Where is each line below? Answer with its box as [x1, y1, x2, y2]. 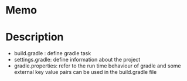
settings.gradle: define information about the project [13, 56, 141, 63]
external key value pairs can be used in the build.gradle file [13, 69, 157, 76]
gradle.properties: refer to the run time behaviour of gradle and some [13, 62, 181, 69]
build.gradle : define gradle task [13, 50, 91, 57]
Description [5, 31, 64, 44]
